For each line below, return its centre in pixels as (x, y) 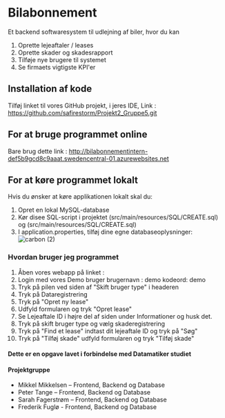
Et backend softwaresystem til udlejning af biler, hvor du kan (94, 32)
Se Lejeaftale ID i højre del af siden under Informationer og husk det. (115, 316)
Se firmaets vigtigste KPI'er (57, 67)
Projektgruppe (29, 370)
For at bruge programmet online (78, 135)
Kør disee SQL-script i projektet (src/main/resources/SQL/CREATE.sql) (118, 217)
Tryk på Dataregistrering (53, 294)
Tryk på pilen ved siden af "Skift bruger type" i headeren (98, 287)
